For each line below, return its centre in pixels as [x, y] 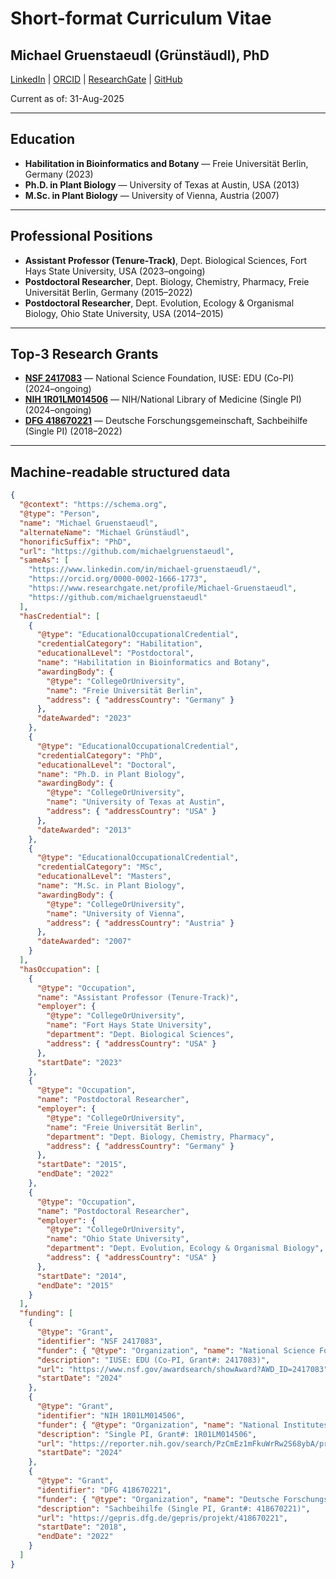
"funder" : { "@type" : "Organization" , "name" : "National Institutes [182, 1425]
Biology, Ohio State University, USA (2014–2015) [124, 313]
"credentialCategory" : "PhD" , [99, 755]
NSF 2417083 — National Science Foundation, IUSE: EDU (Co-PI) [159, 378]
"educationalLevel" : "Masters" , [104, 877]
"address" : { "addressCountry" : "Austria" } [140, 923]
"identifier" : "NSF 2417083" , [99, 1341]
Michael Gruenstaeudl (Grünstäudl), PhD [140, 55]
